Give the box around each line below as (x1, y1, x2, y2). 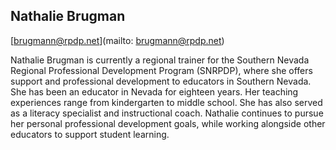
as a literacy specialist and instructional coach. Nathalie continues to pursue (10, 107, 324, 119)
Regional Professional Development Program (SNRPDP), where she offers (10, 64, 313, 76)
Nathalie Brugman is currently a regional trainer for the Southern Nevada (10, 54, 310, 66)
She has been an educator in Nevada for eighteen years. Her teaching (10, 85, 299, 98)
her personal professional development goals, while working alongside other (10, 117, 326, 129)
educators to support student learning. (10, 128, 170, 140)
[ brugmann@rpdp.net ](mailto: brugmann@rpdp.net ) (10, 34, 225, 46)
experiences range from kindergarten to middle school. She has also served (10, 96, 323, 108)
